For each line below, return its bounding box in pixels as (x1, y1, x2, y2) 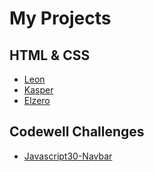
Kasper (23, 84, 54, 96)
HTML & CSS (9, 47, 91, 64)
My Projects (9, 7, 112, 30)
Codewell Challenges (9, 123, 145, 141)
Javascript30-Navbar (23, 150, 113, 162)
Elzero (23, 95, 51, 106)
